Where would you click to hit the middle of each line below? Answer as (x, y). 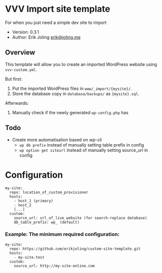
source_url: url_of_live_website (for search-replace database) (81, 218)
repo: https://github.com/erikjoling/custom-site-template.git (75, 249)
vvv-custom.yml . (21, 69)
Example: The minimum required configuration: (62, 234)
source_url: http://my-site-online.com (54, 266)
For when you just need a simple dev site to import (56, 22)
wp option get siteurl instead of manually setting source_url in (84, 150)
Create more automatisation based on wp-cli (57, 140)
